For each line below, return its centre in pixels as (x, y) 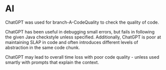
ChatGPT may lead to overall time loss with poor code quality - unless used (82, 57)
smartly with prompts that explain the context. (52, 62)
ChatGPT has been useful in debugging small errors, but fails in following (80, 32)
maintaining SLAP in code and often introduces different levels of (72, 42)
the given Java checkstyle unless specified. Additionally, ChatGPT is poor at (83, 37)
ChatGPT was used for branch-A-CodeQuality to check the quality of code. (82, 22)
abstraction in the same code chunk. (42, 47)
